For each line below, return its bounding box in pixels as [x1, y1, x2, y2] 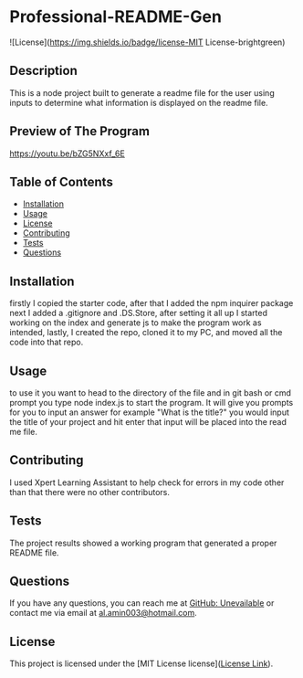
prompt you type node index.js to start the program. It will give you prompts [9, 397, 294, 408]
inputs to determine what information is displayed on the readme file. [9, 97, 268, 108]
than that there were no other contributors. [9, 486, 171, 497]
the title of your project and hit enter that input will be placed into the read [9, 417, 287, 427]
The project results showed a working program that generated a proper [9, 537, 277, 548]
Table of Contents [9, 174, 114, 189]
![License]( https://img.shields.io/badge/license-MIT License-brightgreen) [9, 37, 286, 48]
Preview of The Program [9, 123, 151, 139]
